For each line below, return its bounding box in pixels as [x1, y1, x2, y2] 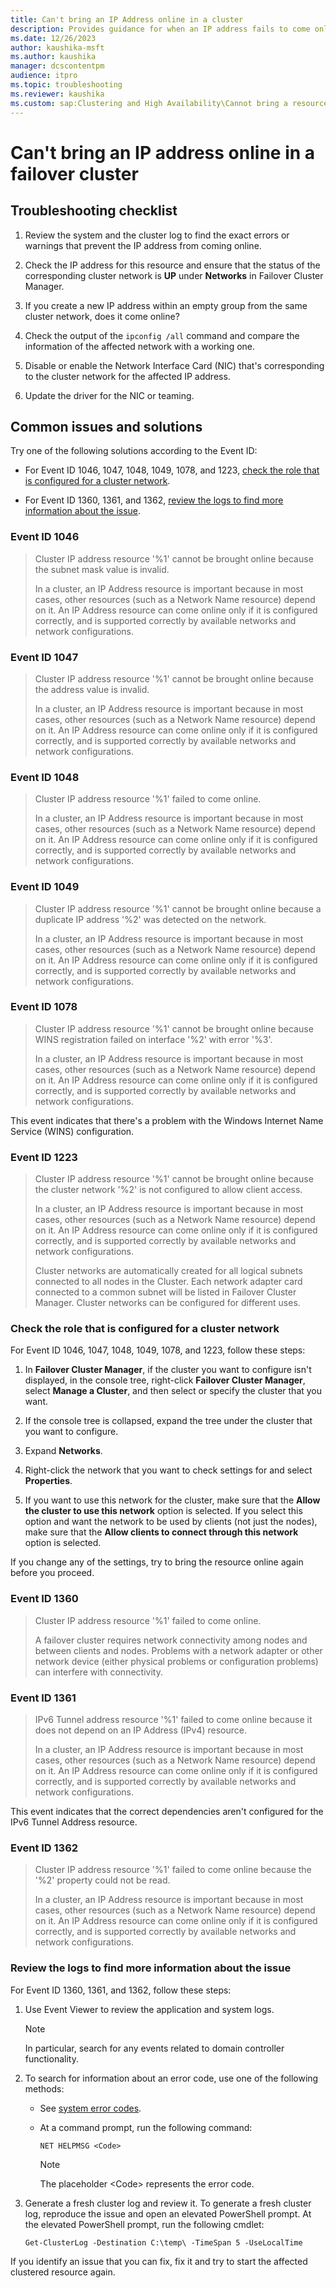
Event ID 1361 [10, 1691, 77, 1705]
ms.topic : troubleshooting [10, 80, 123, 90]
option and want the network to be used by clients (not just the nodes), [24, 1516, 318, 1528]
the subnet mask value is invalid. [34, 563, 170, 575]
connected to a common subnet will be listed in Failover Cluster [34, 1286, 297, 1298]
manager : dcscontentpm [10, 61, 105, 71]
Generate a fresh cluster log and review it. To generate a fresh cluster [24, 2197, 312, 2209]
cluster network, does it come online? [24, 310, 180, 322]
